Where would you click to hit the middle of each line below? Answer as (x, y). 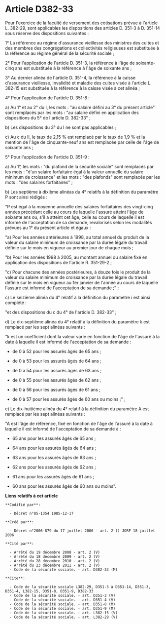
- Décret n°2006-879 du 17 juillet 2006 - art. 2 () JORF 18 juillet (82, 531)
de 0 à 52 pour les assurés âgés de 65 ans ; (57, 351)
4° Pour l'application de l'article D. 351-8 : (48, 98)
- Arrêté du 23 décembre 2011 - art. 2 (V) (55, 565)
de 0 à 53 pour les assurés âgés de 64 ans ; (57, 361)
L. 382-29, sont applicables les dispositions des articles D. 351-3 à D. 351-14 (82, 28)
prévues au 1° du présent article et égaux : (48, 228)
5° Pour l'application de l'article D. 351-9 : (47, 157)
